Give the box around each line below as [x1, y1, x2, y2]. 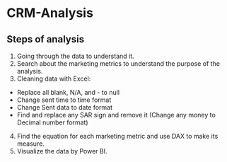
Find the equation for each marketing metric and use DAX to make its [16, 132, 219, 140]
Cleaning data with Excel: [16, 74, 91, 83]
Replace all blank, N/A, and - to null [16, 88, 120, 96]
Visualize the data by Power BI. [16, 147, 107, 155]
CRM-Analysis [6, 5, 93, 21]
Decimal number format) [16, 118, 89, 127]
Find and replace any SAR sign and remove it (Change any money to [16, 111, 216, 119]
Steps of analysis [6, 33, 85, 45]
